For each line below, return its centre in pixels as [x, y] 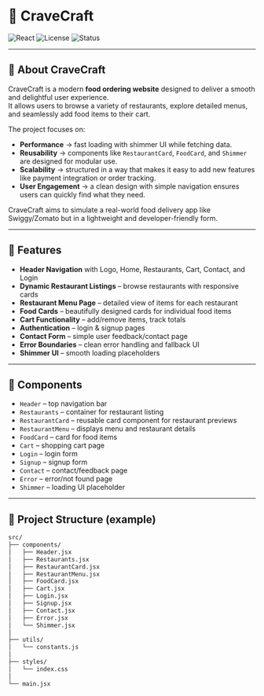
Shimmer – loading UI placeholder [72, 488]
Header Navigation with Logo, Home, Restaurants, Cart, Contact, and [132, 269]
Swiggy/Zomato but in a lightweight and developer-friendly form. [113, 218]
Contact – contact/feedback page [73, 470]
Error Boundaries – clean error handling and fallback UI [110, 344]
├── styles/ [27, 662]
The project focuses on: [47, 129]
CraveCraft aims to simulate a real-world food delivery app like [109, 210]
